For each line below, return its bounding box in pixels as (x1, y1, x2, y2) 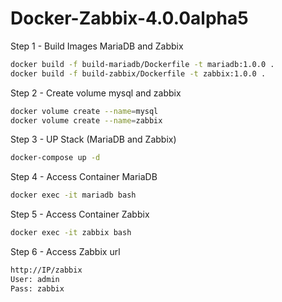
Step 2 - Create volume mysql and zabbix (10, 87, 182, 99)
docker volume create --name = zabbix (10, 115, 163, 126)
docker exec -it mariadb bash (10, 190, 137, 201)
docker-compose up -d (10, 153, 101, 163)
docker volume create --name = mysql (10, 106, 159, 116)
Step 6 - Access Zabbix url (10, 246, 121, 258)
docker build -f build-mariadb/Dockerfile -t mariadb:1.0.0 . (10, 59, 275, 69)
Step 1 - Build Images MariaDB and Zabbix (10, 40, 184, 52)
